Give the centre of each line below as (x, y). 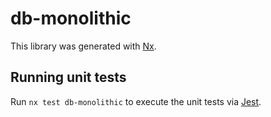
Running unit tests (68, 77)
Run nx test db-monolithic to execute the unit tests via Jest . (136, 101)
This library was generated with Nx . (83, 46)
